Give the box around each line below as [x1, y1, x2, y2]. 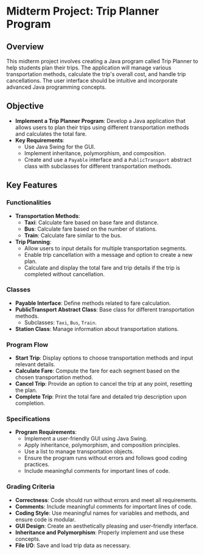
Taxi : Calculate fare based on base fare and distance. [24, 218, 159, 226]
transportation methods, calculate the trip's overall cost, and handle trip [6, 71, 186, 77]
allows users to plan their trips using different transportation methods [15, 124, 189, 131]
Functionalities [6, 198, 52, 207]
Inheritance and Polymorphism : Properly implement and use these [15, 528, 185, 536]
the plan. [15, 386, 38, 394]
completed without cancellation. [24, 270, 105, 277]
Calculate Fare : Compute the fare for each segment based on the [15, 367, 180, 375]
